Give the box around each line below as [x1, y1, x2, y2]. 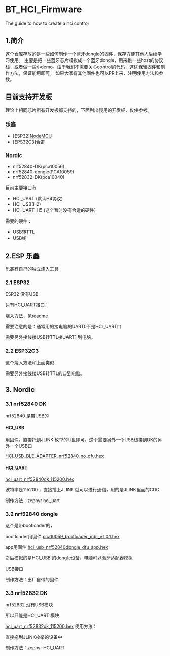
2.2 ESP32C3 [5, 347, 39, 354]
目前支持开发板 [5, 92, 52, 101]
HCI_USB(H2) [12, 201, 41, 207]
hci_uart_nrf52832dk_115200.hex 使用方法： [5, 623, 97, 630]
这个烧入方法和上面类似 [5, 359, 54, 365]
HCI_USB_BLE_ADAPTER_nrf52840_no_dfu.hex [5, 453, 104, 459]
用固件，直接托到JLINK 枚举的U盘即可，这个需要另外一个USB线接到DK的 [5, 436, 158, 443]
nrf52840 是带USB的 [5, 413, 49, 419]
